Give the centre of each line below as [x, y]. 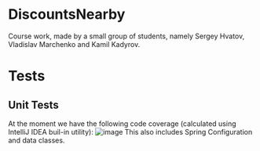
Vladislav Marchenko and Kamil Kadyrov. [74, 44]
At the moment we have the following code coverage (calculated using [123, 124]
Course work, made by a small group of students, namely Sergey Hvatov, [126, 36]
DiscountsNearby [67, 14]
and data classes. [37, 140]
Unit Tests [33, 104]
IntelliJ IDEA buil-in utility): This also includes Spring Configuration [130, 131]
